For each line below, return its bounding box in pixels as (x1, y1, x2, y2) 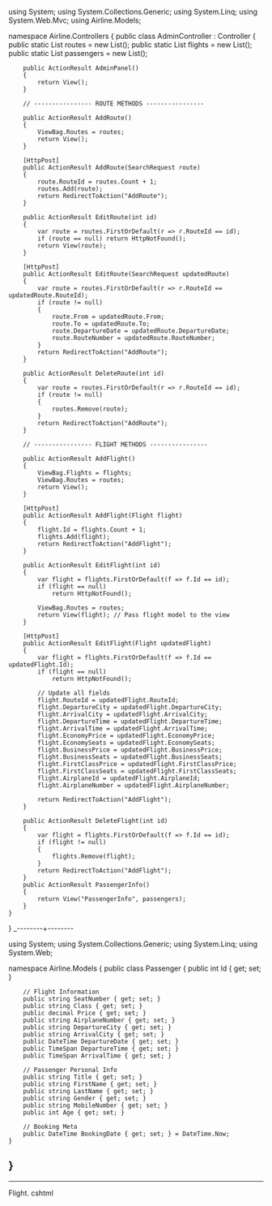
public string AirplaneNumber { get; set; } (23, 1016, 176, 1024)
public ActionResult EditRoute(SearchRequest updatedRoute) (23, 270, 230, 278)
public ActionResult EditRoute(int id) (23, 213, 158, 222)
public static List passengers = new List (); (8, 49, 148, 58)
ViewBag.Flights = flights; (37, 469, 132, 477)
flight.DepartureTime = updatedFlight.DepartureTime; (37, 717, 223, 726)
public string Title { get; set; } (23, 1073, 143, 1081)
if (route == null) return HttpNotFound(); (37, 235, 186, 243)
